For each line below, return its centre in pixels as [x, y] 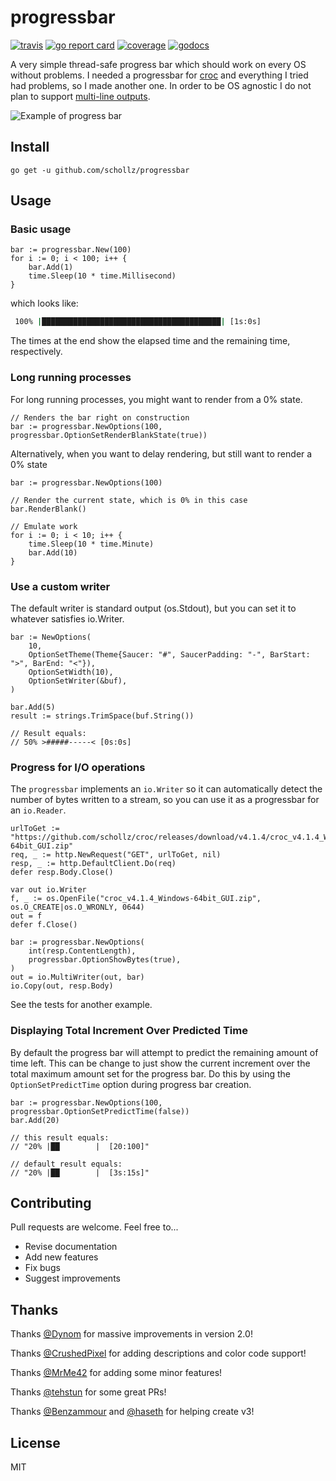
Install [30, 147]
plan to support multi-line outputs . [80, 96]
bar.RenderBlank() [48, 509]
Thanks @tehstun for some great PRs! [88, 1392]
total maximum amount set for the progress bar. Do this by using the [150, 1073]
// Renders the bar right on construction [100, 417]
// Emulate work [44, 526]
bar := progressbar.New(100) [71, 250]
